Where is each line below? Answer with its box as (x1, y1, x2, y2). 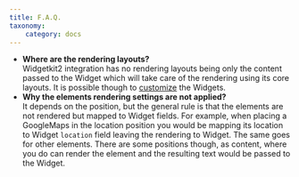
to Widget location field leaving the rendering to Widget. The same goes (21, 130, 291, 141)
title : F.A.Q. (9, 12, 62, 22)
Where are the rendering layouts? (21, 54, 150, 65)
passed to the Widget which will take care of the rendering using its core (21, 73, 290, 84)
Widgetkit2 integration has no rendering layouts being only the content (21, 63, 283, 74)
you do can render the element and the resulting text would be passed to (21, 149, 291, 159)
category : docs (25, 29, 82, 38)
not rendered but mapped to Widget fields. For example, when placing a (21, 110, 287, 121)
